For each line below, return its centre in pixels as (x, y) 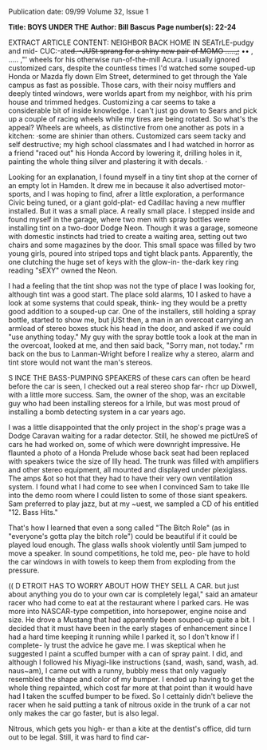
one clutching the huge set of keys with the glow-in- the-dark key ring (124, 262)
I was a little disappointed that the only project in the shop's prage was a (127, 427)
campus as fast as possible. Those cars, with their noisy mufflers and (122, 85)
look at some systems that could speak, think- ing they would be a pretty (128, 303)
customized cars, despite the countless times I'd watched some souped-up (132, 68)
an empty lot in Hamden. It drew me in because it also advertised (115, 186)
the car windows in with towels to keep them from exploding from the (122, 562)
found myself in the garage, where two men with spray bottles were (119, 219)
